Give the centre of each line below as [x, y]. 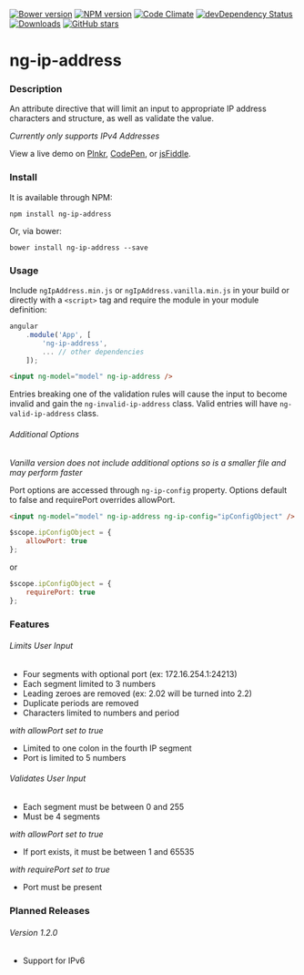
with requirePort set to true [60, 869]
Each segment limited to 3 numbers [89, 683]
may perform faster [46, 472]
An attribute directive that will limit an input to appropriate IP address [138, 108]
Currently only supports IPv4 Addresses [85, 136]
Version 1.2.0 [34, 932]
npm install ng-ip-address [61, 214]
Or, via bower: [35, 231]
